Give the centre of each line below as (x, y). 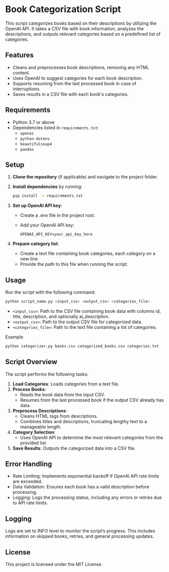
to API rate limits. (30, 503)
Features (19, 55)
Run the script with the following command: (50, 292)
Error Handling (29, 464)
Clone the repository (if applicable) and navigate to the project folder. (85, 177)
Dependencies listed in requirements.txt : (56, 128)
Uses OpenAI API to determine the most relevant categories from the (92, 437)
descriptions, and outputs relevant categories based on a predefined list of (83, 34)
